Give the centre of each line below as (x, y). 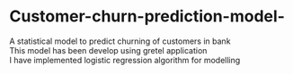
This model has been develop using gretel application (108, 50)
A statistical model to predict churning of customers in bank (120, 41)
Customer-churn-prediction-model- (147, 16)
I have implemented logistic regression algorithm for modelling (125, 60)
